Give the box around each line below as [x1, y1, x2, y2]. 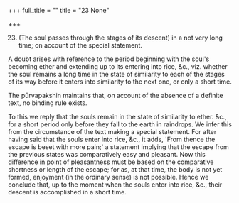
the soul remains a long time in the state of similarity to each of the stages [8, 70, 225, 78]
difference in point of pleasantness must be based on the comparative [8, 158, 214, 166]
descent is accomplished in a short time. [8, 188, 127, 196]
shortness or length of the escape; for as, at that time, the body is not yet [8, 165, 223, 173]
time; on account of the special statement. [18, 41, 143, 49]
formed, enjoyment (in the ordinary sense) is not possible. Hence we [8, 173, 209, 181]
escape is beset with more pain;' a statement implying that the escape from [8, 143, 230, 151]
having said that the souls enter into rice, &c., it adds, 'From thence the [8, 135, 216, 143]
